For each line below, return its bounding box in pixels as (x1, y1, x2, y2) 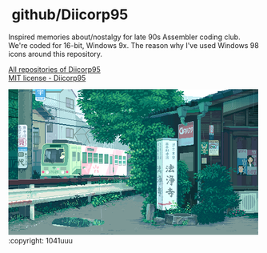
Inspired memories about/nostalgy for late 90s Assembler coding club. (8, 32, 241, 42)
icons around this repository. (8, 49, 102, 58)
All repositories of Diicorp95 (8, 64, 102, 74)
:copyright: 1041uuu (8, 235, 74, 245)
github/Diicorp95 (11, 6, 129, 24)
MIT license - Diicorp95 (8, 73, 86, 82)
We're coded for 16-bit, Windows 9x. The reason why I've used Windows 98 (8, 40, 260, 50)
